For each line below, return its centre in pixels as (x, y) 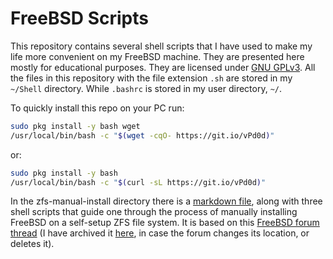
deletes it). (32, 244)
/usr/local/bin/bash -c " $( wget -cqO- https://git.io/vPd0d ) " (142, 135)
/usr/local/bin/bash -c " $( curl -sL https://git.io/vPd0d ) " (138, 182)
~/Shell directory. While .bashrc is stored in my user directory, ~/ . (146, 88)
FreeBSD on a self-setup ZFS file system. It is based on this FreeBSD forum (165, 223)
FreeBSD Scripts (79, 18)
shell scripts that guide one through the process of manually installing (154, 212)
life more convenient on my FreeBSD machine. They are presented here (157, 56)
